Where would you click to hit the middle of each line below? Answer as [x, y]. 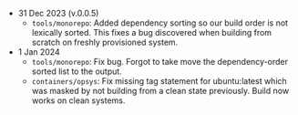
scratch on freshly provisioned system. [105, 42]
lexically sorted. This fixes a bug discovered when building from [151, 32]
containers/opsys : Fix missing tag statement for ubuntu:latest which [159, 81]
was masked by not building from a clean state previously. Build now [160, 91]
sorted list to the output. [77, 71]
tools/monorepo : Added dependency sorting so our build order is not [160, 23]
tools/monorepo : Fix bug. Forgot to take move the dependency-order [160, 62]
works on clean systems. [78, 100]
